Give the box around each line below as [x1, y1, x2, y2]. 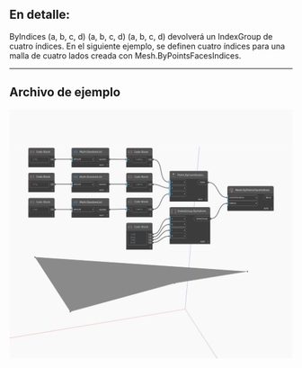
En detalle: [9, 7, 70, 22]
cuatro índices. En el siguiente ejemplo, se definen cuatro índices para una [9, 40, 286, 51]
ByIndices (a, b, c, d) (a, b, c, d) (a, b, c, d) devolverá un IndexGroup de [9, 31, 273, 41]
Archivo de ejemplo [9, 85, 121, 100]
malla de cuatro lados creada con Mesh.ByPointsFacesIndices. [9, 49, 242, 61]
